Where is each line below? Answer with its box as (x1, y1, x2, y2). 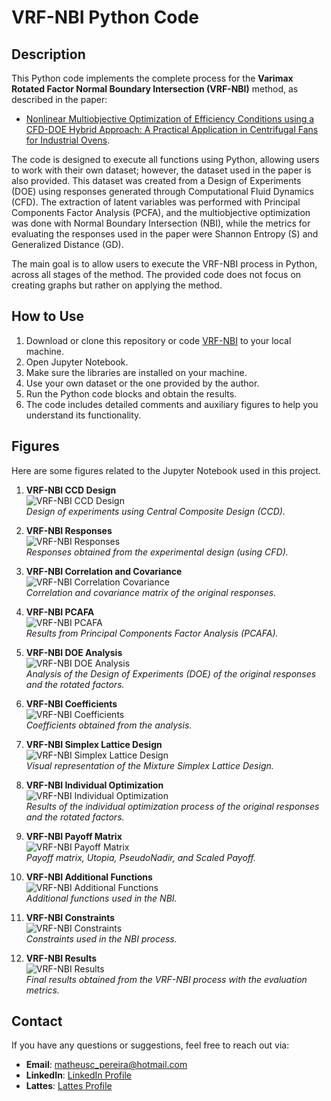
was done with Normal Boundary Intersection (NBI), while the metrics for (11, 217, 311, 229)
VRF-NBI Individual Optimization (25, 779, 164, 791)
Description (11, 46, 86, 63)
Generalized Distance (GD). (11, 239, 124, 250)
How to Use (11, 308, 85, 325)
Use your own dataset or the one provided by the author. (25, 377, 260, 389)
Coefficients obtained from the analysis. (25, 719, 193, 731)
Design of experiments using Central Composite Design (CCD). (25, 505, 286, 517)
